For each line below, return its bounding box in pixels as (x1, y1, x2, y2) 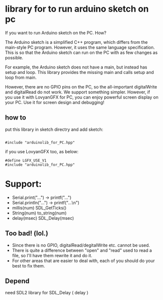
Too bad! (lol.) (5, 229, 49, 238)
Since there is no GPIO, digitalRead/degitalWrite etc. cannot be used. (12, 242, 150, 248)
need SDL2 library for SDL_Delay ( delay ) (5, 290, 89, 296)
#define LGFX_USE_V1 (5, 158, 47, 163)
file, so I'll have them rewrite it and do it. (12, 252, 92, 258)
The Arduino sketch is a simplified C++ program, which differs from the (5, 39, 148, 45)
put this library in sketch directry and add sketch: (5, 126, 104, 132)
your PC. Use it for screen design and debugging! (5, 99, 105, 105)
